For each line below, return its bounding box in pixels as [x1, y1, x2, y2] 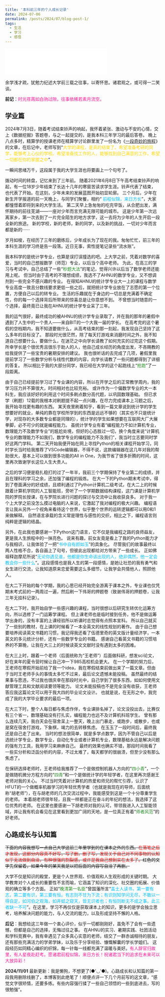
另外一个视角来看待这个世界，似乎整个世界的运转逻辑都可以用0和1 [22, 506, 156, 512]
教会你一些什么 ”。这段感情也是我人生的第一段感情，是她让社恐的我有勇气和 [5, 559, 158, 565]
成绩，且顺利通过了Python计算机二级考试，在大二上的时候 [39, 481, 157, 487]
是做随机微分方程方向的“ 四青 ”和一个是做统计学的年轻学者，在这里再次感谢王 [5, 771, 160, 777]
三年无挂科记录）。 [5, 594, 42, 600]
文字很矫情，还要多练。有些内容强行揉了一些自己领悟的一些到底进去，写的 [9, 980, 160, 986]
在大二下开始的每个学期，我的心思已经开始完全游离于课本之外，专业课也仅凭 [5, 582, 160, 588]
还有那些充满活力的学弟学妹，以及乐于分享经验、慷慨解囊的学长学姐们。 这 [5, 939, 157, 945]
